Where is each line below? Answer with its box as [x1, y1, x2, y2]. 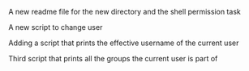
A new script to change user [8, 23, 103, 31]
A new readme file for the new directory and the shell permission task [8, 7, 241, 16]
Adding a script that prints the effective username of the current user [8, 38, 239, 48]
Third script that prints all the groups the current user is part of [8, 54, 218, 63]
